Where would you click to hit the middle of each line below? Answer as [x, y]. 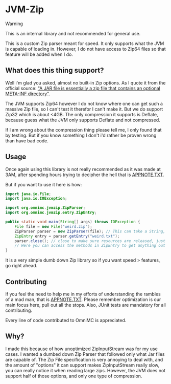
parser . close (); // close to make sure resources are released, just [90, 241]
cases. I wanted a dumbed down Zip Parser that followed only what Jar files [85, 354]
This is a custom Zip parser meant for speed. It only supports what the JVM [85, 43]
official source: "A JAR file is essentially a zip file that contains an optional [83, 88]
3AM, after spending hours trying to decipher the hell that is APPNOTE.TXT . [85, 175]
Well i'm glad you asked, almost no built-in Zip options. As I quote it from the [86, 82]
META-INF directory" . [28, 94]
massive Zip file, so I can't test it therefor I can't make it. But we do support [84, 109]
